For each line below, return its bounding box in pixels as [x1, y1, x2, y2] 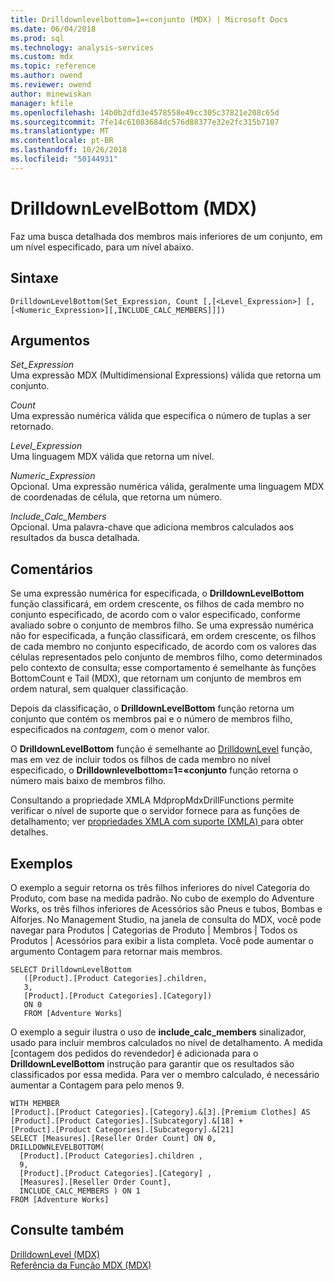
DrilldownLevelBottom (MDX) [10, 197, 258, 220]
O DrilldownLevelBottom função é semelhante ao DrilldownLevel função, [10, 743, 313, 755]
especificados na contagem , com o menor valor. [10, 724, 210, 736]
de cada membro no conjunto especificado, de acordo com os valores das [10, 641, 317, 653]
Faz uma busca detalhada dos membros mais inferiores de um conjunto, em [10, 230, 323, 242]
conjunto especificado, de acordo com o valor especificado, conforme [10, 609, 301, 621]
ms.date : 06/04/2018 [10, 24, 97, 34]
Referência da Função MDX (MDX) [10, 1259, 152, 1271]
